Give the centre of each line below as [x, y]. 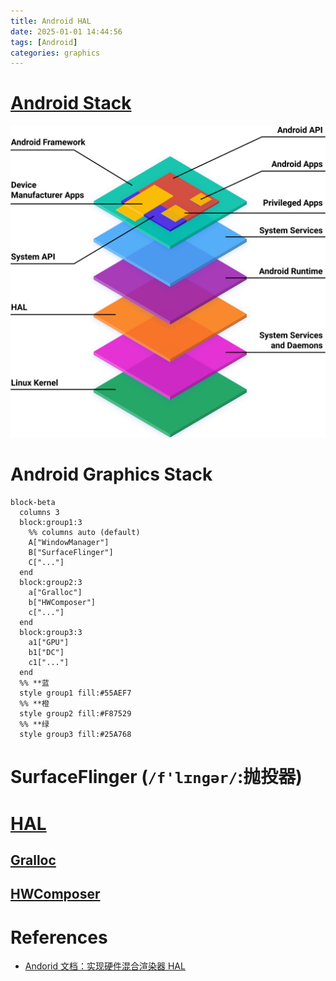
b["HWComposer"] [62, 603]
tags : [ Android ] [44, 42]
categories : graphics [55, 53]
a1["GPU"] [49, 643]
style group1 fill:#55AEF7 [75, 693]
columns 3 [39, 513]
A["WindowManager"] [69, 543]
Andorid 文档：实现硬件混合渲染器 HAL [105, 966]
